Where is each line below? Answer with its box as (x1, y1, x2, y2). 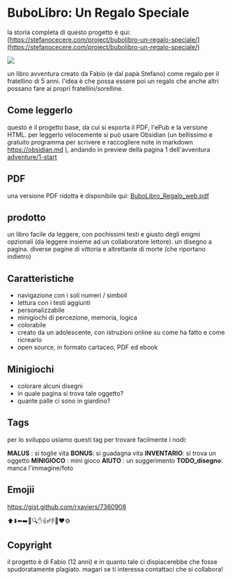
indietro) (7, 253, 31, 261)
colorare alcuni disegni (17, 382, 84, 390)
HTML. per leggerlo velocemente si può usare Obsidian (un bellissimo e (7, 131, 213, 139)
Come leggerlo (7, 105, 73, 117)
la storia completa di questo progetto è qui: (7, 28, 131, 36)
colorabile (17, 321, 47, 329)
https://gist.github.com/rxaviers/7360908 (7, 503, 127, 511)
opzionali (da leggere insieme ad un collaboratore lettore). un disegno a (7, 237, 212, 246)
